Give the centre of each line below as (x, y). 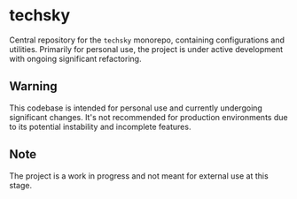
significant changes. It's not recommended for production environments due (148, 117)
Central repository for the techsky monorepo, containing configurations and (147, 40)
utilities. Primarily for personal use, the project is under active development (146, 49)
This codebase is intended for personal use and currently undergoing (136, 108)
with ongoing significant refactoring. (75, 58)
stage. (21, 185)
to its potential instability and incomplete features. (100, 126)
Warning (33, 86)
